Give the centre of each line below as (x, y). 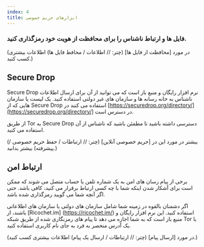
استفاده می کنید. (26, 130)
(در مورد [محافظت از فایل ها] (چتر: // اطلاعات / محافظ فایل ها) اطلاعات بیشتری (98, 52)
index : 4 (18, 12)
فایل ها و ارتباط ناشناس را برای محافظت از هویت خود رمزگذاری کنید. (97, 39)
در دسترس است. (114, 111)
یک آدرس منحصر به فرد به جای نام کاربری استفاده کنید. (69, 226)
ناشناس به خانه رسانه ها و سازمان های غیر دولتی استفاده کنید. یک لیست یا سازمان (100, 98)
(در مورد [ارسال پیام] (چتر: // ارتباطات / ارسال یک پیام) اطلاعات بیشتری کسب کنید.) (102, 237)
